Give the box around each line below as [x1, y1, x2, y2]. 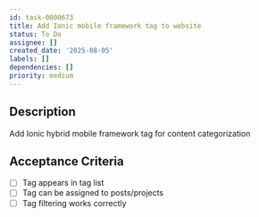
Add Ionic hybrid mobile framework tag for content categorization [9, 128, 251, 138]
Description [9, 104, 76, 120]
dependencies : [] [9, 63, 74, 72]
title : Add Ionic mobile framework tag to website [9, 21, 202, 30]
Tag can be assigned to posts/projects [21, 188, 164, 198]
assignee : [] [9, 38, 58, 47]
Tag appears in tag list [21, 178, 104, 188]
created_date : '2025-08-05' [9, 46, 114, 55]
